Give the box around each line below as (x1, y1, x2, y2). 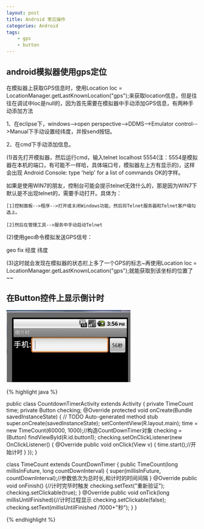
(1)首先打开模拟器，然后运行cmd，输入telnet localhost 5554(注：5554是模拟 (6, 153, 198, 161)
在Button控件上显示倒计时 (6, 293, 105, 303)
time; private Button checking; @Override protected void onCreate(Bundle (6, 406, 192, 414)
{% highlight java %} (6, 388, 58, 395)
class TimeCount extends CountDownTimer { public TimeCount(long (6, 461, 178, 468)
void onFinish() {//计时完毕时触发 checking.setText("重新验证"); (6, 482, 165, 489)
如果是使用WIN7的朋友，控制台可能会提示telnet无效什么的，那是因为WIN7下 (6, 182, 198, 189)
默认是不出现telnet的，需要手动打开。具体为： (6, 189, 122, 196)
